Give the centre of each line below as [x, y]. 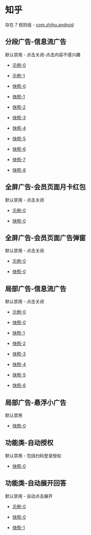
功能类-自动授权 [29, 443]
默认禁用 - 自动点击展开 [29, 496]
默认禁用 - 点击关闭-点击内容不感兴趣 [43, 54]
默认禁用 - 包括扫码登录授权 [33, 456]
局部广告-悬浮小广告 [36, 402]
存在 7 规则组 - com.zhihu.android [39, 25]
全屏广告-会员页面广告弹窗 [45, 238]
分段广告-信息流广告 [36, 42]
